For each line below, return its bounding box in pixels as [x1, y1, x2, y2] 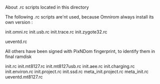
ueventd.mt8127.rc [5, 74, 43, 79]
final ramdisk [5, 53, 32, 59]
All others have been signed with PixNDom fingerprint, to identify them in [5, 48, 156, 54]
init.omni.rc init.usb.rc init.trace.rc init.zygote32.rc [5, 29, 108, 34]
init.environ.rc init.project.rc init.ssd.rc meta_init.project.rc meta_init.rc [5, 68, 149, 74]
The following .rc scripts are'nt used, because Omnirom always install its [5, 14, 154, 19]
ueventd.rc [5, 38, 27, 44]
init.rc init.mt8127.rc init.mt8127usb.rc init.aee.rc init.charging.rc [5, 63, 135, 69]
